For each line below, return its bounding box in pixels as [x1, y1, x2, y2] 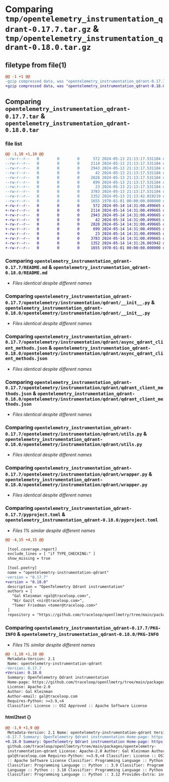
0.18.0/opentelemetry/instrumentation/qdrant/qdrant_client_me [5, 396, 163, 402]
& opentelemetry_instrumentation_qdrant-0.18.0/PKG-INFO [17, 630, 159, 637]
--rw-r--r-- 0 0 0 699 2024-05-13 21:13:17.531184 [5, 180, 161, 185]
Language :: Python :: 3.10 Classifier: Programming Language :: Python [7, 767, 163, 772]
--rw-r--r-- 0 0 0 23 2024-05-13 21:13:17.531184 [5, 184, 161, 189]
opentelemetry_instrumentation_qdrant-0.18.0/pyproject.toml [5, 517, 158, 523]
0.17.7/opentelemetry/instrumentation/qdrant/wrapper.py [5, 472, 148, 477]
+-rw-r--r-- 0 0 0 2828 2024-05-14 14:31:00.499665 [5, 222, 161, 227]
